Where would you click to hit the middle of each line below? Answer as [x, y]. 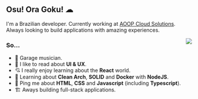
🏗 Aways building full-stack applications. [65, 90]
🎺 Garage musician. [38, 58]
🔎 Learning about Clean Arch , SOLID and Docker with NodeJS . [92, 77]
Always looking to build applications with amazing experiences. [83, 30]
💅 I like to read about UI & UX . [50, 64]
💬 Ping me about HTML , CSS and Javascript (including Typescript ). [98, 83]
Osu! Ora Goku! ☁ [40, 10]
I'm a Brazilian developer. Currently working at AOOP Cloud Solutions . [91, 23]
